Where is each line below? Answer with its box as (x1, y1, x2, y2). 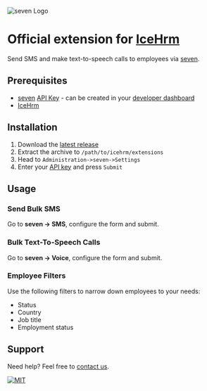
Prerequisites (7, 75, 68, 87)
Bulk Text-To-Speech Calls (7, 238, 101, 248)
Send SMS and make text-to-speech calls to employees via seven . (7, 54, 200, 63)
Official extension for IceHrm (7, 32, 180, 47)
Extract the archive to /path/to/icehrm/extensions (17, 148, 164, 156)
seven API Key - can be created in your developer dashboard (17, 94, 195, 102)
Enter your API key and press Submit (17, 162, 123, 171)
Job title (17, 315, 42, 323)
